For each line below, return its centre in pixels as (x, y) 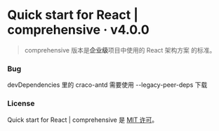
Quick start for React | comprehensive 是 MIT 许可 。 (83, 120)
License (21, 104)
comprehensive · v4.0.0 (78, 30)
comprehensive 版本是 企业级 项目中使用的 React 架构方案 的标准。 (120, 50)
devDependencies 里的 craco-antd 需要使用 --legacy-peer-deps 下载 (107, 85)
